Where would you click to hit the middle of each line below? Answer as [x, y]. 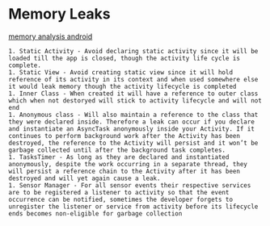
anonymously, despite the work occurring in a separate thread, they [128, 164]
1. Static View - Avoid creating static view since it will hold [120, 72]
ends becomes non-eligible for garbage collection [95, 213]
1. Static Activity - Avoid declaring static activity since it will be [133, 51]
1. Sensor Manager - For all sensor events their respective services [130, 185]
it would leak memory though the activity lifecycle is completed [122, 86]
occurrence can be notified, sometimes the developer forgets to [120, 199]
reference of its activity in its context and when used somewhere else [133, 79]
